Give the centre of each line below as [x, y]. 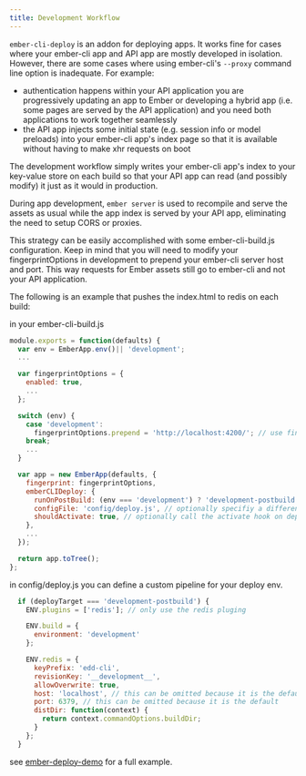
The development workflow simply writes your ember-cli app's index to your [153, 166]
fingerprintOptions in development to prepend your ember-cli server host [147, 260]
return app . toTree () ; [59, 558]
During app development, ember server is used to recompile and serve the [149, 203]
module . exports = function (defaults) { [85, 341]
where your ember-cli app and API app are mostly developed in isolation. [146, 53]
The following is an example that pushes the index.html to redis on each [144, 296]
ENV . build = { [52, 626]
